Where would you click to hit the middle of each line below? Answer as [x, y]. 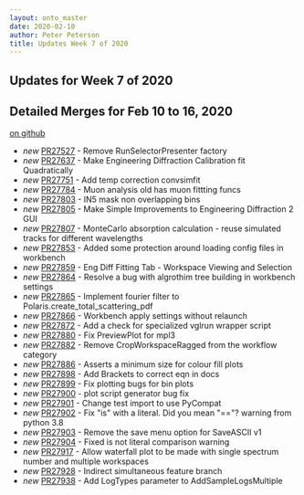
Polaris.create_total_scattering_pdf [88, 306]
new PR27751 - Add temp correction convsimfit [111, 180]
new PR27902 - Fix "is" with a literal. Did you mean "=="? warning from [157, 413]
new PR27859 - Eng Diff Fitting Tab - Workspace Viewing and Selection [157, 268]
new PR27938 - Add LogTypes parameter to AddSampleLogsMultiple [152, 481]
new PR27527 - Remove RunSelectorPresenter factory [125, 151]
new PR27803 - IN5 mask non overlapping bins [111, 200]
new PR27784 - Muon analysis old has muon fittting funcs [132, 190]
